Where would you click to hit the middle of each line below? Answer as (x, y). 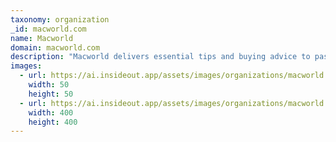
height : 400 (53, 122)
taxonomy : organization (60, 19)
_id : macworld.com (48, 29)
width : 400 (51, 112)
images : (26, 66)
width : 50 (49, 85)
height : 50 (51, 94)
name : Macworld (42, 38)
